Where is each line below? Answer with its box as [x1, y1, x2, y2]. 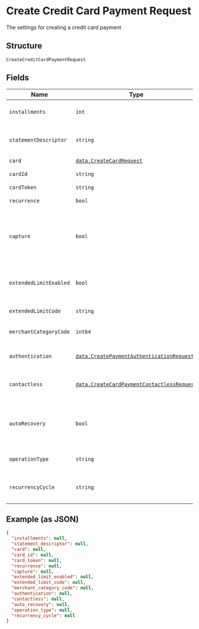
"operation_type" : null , [11, 607, 73, 613]
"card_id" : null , [11, 552, 54, 558]
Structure [6, 41, 43, 51]
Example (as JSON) [6, 514, 79, 524]
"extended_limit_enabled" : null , [11, 574, 94, 580]
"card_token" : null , [11, 557, 62, 563]
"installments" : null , [11, 535, 68, 541]
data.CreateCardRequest [75, 157, 143, 164]
